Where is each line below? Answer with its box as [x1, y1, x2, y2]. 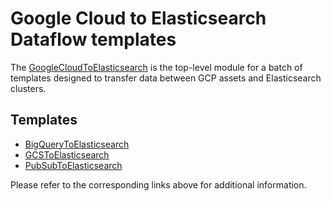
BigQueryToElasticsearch [24, 138, 130, 150]
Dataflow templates [10, 28, 177, 51]
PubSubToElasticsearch [24, 159, 123, 171]
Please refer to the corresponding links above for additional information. [10, 178, 307, 191]
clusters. [10, 82, 47, 94]
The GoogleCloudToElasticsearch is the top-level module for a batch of [10, 61, 303, 73]
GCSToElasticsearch [24, 148, 110, 161]
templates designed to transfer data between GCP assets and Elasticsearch [10, 72, 322, 84]
